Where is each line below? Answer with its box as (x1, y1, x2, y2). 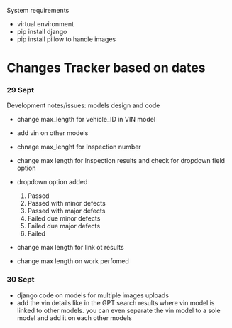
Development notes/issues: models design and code (6, 101, 160, 110)
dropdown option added (16, 178, 88, 186)
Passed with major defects (27, 206, 106, 216)
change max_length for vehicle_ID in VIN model (16, 115, 156, 124)
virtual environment (16, 20, 74, 28)
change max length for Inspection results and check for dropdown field (16, 157, 225, 165)
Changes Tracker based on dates (6, 60, 206, 76)
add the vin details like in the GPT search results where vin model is (16, 298, 215, 307)
